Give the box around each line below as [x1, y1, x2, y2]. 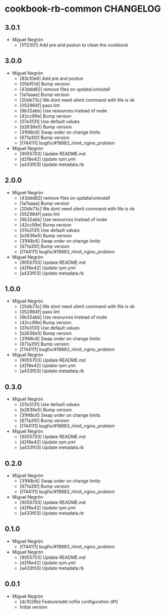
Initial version [19, 604, 47, 610]
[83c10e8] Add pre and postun [19, 75, 84, 81]
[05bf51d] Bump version [19, 80, 70, 86]
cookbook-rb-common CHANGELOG [5, 3, 161, 15]
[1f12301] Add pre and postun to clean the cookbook [19, 42, 129, 48]
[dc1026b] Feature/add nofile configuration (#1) [19, 598, 119, 604]
